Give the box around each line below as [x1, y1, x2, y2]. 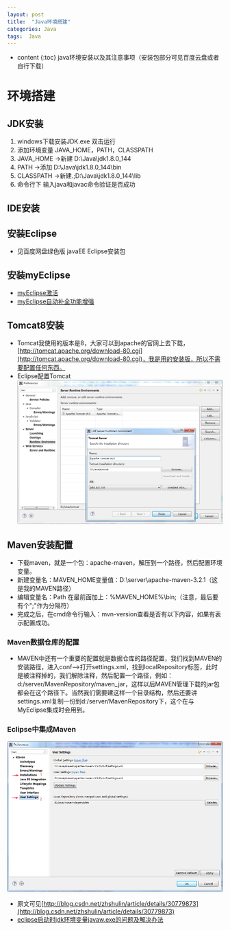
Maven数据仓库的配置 [7, 637, 80, 647]
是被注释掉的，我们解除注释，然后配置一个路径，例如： [16, 671, 173, 679]
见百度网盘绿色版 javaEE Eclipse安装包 [16, 247, 126, 255]
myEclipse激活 [16, 289, 59, 297]
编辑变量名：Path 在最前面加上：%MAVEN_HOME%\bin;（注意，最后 [16, 592, 213, 601]
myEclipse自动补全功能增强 [16, 297, 94, 305]
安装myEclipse [7, 269, 71, 281]
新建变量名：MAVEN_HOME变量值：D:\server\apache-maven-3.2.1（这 [16, 575, 218, 583]
